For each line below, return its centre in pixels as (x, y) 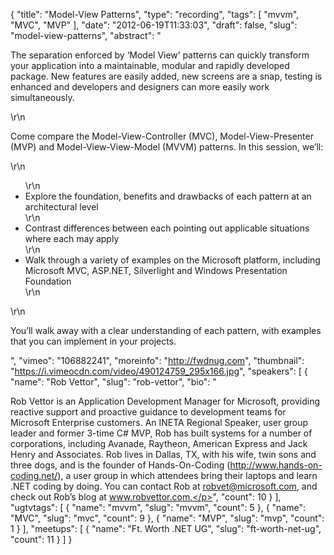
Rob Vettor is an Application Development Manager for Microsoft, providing (165, 401)
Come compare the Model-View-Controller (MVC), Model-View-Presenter (162, 136)
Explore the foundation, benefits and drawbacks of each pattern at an (168, 196)
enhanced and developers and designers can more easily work (140, 87)
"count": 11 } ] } (41, 539)
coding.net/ (34, 475)
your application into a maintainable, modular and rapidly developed (150, 65)
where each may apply (72, 238)
